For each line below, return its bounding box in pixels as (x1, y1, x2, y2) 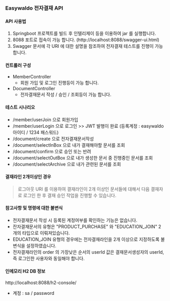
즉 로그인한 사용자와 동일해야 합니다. (12, 255, 85, 261)
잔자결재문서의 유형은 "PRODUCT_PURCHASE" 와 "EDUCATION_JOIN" (12, 223, 157, 230)
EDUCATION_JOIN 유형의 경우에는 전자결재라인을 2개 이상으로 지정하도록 (12, 236, 160, 242)
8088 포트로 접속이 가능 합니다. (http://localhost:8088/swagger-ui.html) (12, 37, 160, 43)
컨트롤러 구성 (5, 62, 31, 68)
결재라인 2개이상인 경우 (5, 174, 52, 180)
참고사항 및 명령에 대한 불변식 (5, 205, 63, 211)
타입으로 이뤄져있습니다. (22, 230, 70, 236)
